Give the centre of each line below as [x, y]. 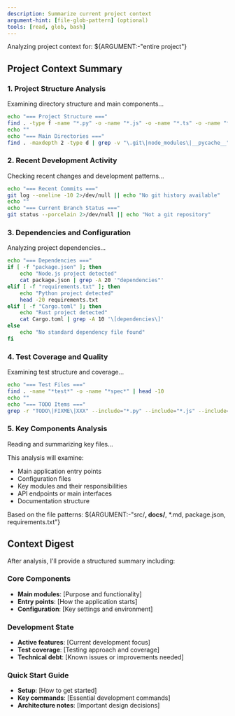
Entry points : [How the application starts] [77, 601]
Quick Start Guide [38, 675]
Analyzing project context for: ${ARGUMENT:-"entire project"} [97, 47]
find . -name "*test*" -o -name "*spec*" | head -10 [86, 391]
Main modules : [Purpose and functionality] [79, 594]
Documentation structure [53, 500]
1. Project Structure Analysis [57, 88]
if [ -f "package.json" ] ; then [54, 267]
